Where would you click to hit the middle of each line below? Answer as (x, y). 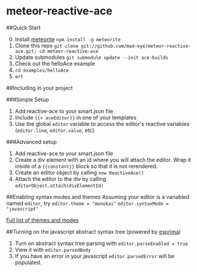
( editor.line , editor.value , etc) (54, 130)
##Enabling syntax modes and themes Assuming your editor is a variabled (98, 197)
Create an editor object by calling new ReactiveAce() (79, 173)
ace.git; (26, 51)
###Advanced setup (31, 141)
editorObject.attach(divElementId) (59, 186)
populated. (28, 262)
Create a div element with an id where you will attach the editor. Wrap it (103, 159)
